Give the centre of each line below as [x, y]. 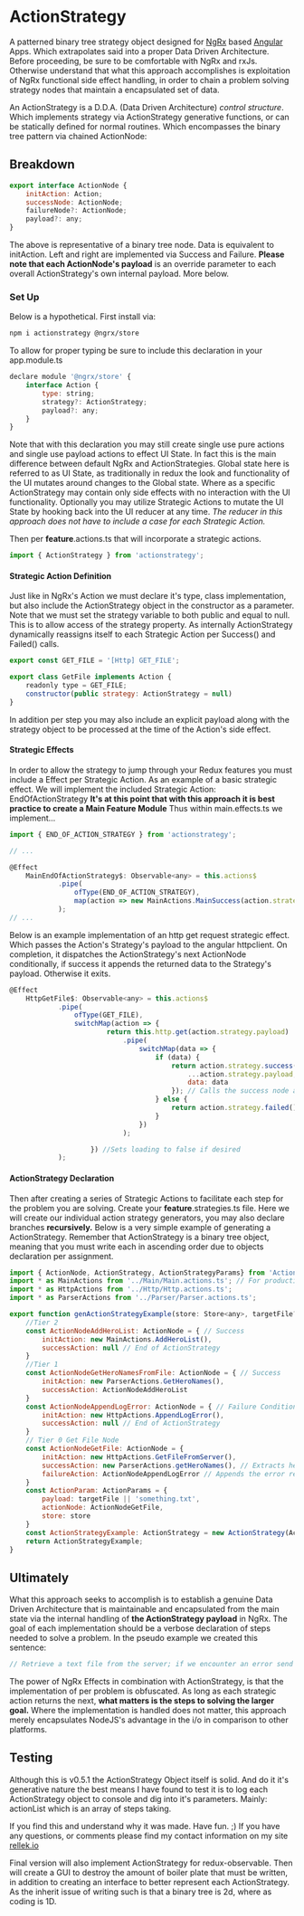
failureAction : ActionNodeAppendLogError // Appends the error [163, 1474]
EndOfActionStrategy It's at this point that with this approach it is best [142, 799]
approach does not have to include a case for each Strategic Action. [138, 521]
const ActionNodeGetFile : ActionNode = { [104, 1449]
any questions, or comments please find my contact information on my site [149, 1835]
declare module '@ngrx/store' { [70, 377]
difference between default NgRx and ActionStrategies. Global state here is [149, 464]
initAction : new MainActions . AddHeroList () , [127, 1339]
